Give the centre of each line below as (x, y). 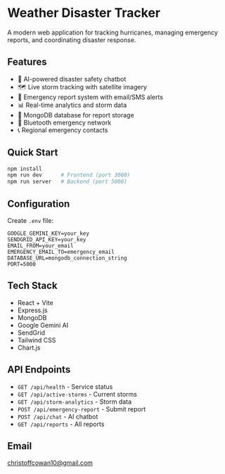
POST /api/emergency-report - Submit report (82, 409)
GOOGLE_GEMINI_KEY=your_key (49, 233)
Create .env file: (31, 220)
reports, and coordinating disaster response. (72, 39)
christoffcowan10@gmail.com (50, 463)
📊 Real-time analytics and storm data (72, 105)
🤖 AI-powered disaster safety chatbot (72, 79)
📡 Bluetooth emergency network (64, 122)
